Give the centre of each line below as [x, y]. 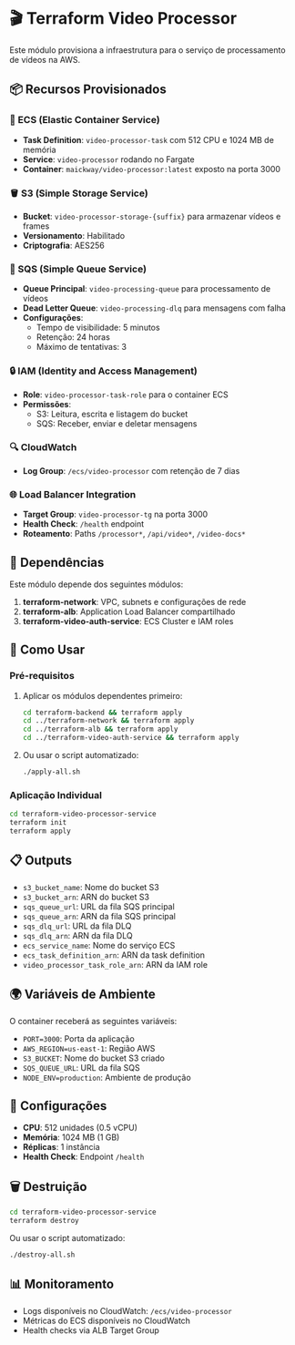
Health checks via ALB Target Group [91, 1330]
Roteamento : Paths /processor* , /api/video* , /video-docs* [134, 534]
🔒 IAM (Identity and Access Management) [104, 371]
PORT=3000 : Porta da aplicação [78, 1038]
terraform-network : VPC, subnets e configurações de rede [134, 601]
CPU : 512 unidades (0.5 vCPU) [80, 1128]
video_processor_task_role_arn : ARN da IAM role [115, 964]
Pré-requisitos [42, 676]
